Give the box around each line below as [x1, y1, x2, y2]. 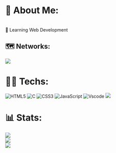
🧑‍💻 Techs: [5, 76, 49, 87]
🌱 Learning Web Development [5, 26, 68, 33]
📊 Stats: [5, 112, 42, 124]
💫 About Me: [5, 5, 59, 16]
